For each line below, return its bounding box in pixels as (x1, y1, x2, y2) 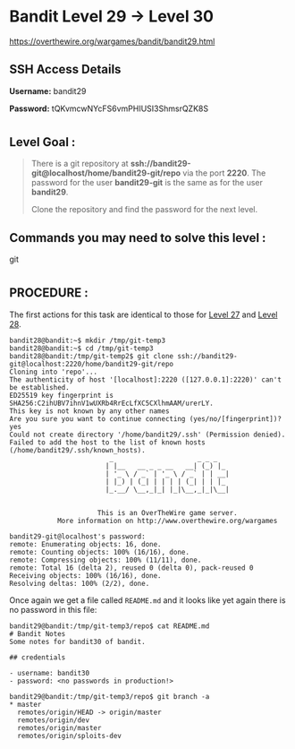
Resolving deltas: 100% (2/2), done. (9, 579, 150, 588)
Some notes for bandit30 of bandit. (9, 637, 146, 646)
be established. (9, 383, 70, 392)
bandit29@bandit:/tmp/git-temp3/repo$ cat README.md (9, 621, 210, 631)
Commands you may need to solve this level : (9, 230, 266, 245)
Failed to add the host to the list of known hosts (9, 437, 206, 447)
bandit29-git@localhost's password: (9, 531, 146, 541)
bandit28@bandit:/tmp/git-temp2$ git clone (9, 351, 174, 360)
